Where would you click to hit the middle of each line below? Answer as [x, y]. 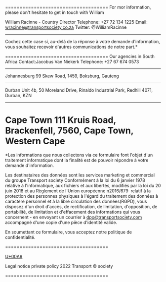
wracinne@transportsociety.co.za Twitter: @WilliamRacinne [66, 27]
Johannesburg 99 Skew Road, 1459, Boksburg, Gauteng [62, 76]
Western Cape [35, 141]
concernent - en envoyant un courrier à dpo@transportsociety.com [74, 217]
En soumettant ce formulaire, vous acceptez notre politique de [69, 232]
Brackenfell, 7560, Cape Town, [69, 131]
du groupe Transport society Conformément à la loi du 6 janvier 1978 [75, 180]
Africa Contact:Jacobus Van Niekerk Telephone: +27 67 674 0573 [72, 62]
